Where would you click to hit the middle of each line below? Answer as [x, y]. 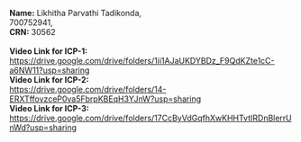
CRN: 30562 [32, 32]
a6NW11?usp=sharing [50, 70]
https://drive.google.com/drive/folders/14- [88, 89]
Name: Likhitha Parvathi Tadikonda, [76, 13]
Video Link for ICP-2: [49, 80]
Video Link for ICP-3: [50, 108]
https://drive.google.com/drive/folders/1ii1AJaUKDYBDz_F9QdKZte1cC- [142, 61]
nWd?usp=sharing [43, 128]
